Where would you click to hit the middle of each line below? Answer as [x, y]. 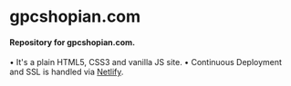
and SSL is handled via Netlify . [67, 72]
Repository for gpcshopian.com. [72, 42]
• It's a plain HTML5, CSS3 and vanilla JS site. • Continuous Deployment [146, 62]
